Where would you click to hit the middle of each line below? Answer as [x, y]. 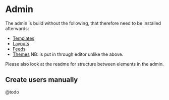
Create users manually [42, 80]
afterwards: [17, 28]
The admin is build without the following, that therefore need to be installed [83, 23]
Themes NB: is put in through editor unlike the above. [68, 54]
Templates [23, 38]
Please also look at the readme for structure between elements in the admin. [84, 64]
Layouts [21, 43]
